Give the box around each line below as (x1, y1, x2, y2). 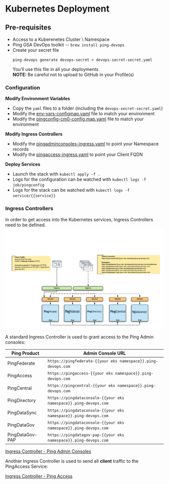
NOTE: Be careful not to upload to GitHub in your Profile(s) (12, 71, 134, 77)
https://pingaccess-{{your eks (47, 371, 113, 376)
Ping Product (11, 350, 39, 356)
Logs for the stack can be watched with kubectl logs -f (12, 187, 130, 193)
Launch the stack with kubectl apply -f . (12, 171, 101, 177)
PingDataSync (7, 410, 37, 416)
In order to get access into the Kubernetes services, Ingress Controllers (5, 216, 153, 222)
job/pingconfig (12, 183, 45, 188)
